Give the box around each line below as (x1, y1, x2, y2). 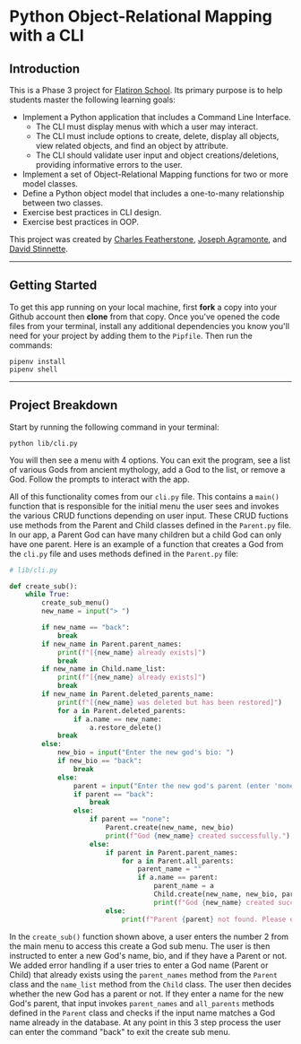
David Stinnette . (9, 244, 69, 254)
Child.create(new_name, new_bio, (153, 890, 279, 899)
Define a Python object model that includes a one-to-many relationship (21, 188, 285, 198)
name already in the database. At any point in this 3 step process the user (9, 1016, 281, 1028)
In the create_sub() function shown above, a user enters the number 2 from (9, 931, 289, 942)
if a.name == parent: (137, 873, 219, 883)
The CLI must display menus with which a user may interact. (35, 121, 258, 132)
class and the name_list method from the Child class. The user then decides (9, 979, 292, 989)
